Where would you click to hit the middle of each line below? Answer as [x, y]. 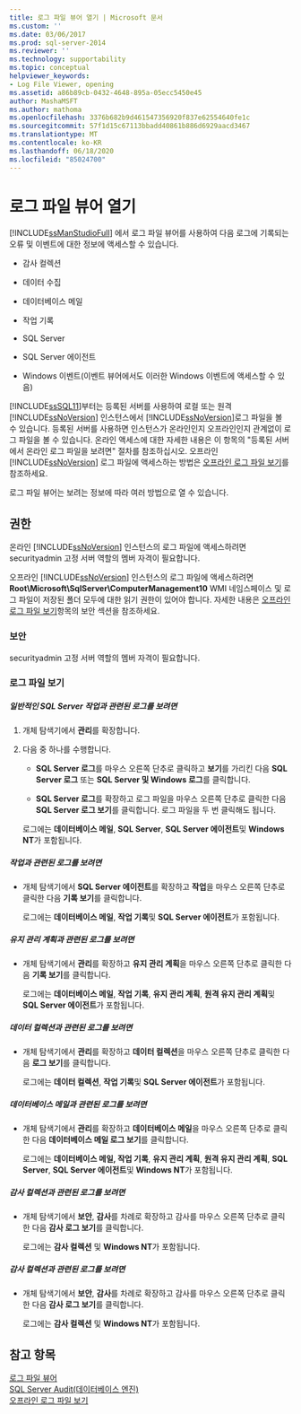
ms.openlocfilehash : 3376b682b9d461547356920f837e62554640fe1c [130, 118]
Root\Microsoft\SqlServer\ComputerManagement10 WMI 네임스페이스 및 [146, 589]
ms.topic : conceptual [50, 68]
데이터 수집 [42, 283]
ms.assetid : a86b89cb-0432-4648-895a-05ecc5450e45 [106, 92]
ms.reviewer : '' [39, 51]
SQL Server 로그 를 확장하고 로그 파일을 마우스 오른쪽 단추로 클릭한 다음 [161, 799]
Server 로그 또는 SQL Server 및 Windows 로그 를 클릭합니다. [143, 780]
